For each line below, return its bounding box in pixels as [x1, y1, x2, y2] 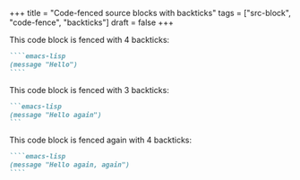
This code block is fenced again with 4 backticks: [9, 134, 193, 146]
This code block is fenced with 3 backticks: [9, 84, 170, 95]
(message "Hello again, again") [9, 160, 130, 169]
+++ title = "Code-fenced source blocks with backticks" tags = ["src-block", [9, 8, 291, 18]
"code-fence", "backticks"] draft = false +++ [9, 17, 175, 28]
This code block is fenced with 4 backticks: [9, 35, 170, 45]
